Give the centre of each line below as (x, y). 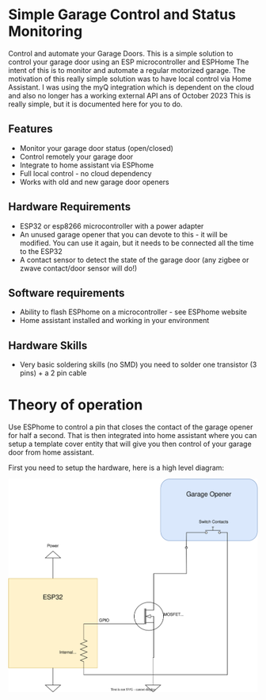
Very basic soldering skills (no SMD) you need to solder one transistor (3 (138, 365)
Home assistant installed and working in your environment (114, 321)
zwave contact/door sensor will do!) (78, 268)
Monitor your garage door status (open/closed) (97, 148)
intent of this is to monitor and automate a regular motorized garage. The (127, 70)
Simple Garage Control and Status (122, 15)
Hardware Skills (48, 346)
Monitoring (46, 31)
